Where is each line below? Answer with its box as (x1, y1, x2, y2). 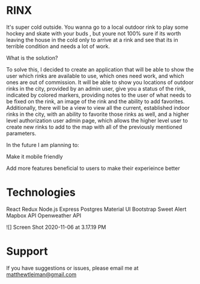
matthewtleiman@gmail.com (6, 271, 77, 278)
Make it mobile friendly (6, 153, 63, 160)
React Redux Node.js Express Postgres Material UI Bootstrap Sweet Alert (6, 205, 187, 213)
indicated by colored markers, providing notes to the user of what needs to (6, 91, 192, 98)
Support (6, 244, 48, 258)
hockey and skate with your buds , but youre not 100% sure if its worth (6, 29, 181, 37)
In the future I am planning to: (6, 141, 79, 148)
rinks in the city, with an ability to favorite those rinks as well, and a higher (6, 110, 189, 118)
